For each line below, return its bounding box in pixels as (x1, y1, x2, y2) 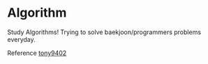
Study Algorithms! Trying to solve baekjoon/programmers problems (7, 28, 201, 36)
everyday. (7, 35, 36, 43)
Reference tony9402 (7, 49, 67, 57)
